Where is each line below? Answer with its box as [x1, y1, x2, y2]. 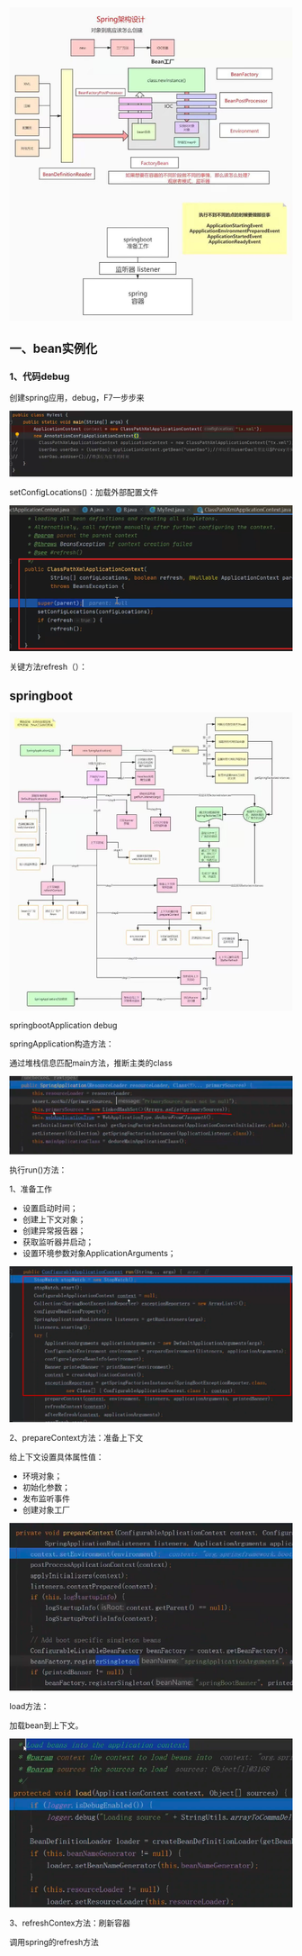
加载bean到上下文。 [9, 1719, 84, 1731]
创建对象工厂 [22, 1504, 70, 1515]
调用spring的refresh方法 [9, 1937, 99, 1948]
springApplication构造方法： [9, 1038, 114, 1049]
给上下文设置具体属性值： [9, 1451, 104, 1462]
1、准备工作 [9, 1183, 52, 1194]
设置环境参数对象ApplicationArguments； [22, 1247, 177, 1258]
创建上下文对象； [22, 1214, 86, 1225]
